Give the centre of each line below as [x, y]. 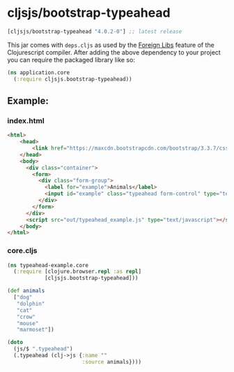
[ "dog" [23, 298]
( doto [15, 343]
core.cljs [22, 251]
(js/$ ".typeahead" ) [43, 349]
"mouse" [28, 323]
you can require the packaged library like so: [71, 59]
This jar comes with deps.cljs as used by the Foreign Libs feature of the [111, 45]
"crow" [26, 317]
